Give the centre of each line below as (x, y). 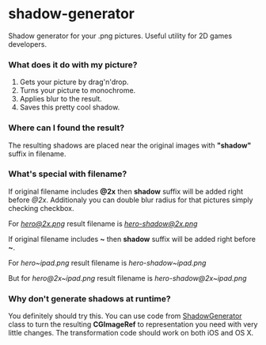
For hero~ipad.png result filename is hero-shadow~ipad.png (107, 263)
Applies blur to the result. (61, 99)
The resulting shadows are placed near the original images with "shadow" (130, 145)
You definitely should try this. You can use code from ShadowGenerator (125, 316)
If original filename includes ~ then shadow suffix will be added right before (132, 239)
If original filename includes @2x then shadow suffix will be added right (126, 191)
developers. (28, 44)
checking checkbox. (41, 208)
